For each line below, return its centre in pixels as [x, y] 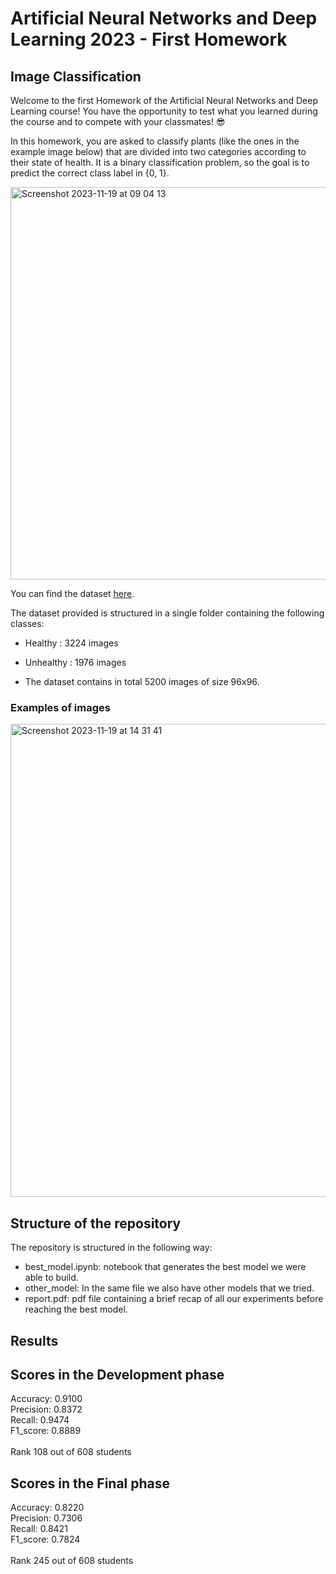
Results [34, 1340]
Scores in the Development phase [117, 1374]
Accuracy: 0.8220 [47, 1508]
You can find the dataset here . [72, 593]
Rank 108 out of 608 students [71, 1452]
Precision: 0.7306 [46, 1518]
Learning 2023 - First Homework [149, 39]
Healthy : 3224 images [71, 643]
